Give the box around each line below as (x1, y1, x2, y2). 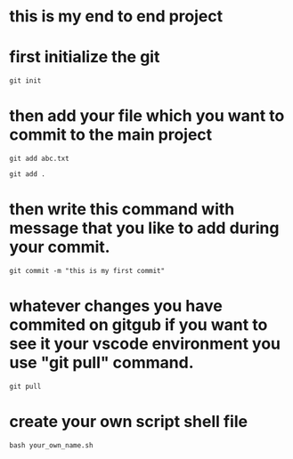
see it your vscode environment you (9, 334, 281, 354)
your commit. (9, 238, 110, 257)
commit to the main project (9, 125, 213, 145)
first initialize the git (9, 47, 160, 68)
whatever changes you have (9, 296, 223, 317)
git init (9, 76, 42, 85)
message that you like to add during (9, 218, 280, 238)
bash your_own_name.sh (9, 440, 94, 450)
